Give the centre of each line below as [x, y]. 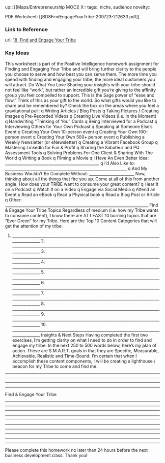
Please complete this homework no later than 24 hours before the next [77, 450]
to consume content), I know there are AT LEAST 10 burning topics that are [81, 215]
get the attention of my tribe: [34, 226]
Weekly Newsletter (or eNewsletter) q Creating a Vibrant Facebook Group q [82, 142]
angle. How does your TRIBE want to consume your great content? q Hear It [82, 184]
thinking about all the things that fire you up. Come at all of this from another [82, 179]
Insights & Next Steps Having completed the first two [95, 335]
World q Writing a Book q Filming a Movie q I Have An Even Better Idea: [77, 158]
